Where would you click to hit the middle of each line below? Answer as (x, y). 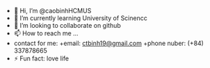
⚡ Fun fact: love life (41, 58)
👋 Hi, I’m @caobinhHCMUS (52, 11)
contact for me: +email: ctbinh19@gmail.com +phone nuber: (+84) (108, 43)
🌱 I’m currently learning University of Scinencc (80, 18)
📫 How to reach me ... (46, 33)
